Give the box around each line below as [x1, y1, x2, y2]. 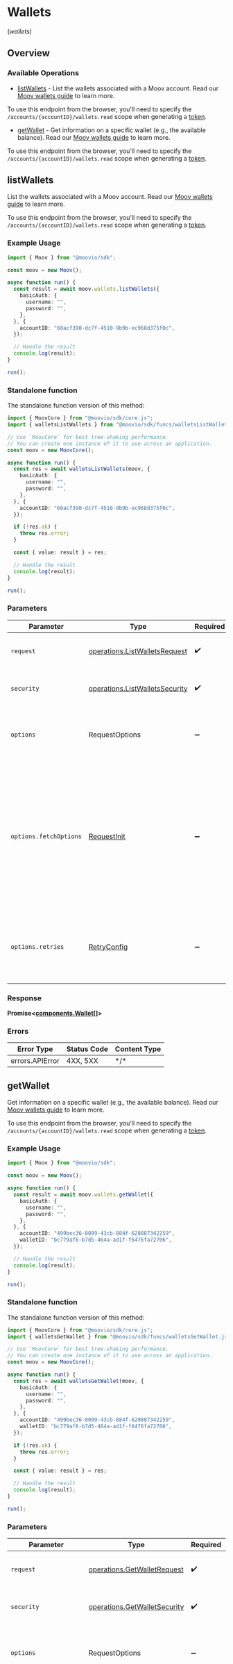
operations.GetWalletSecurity [88, 1602, 184, 1612]
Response [7, 993, 42, 1002]
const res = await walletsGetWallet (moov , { [13, 1377, 144, 1384]
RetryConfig [88, 942, 128, 952]
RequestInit [88, 831, 126, 841]
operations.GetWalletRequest [88, 1565, 184, 1574]
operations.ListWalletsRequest [88, 646, 187, 656]
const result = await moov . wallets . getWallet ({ [13, 1191, 154, 1199]
